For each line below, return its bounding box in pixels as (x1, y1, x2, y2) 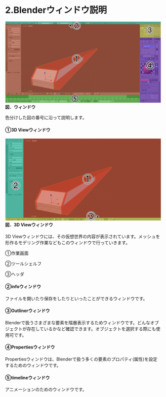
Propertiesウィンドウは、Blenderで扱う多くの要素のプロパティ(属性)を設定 (5, 356, 158, 362)
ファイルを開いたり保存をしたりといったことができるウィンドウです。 (5, 295, 148, 302)
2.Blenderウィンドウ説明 (5, 4, 107, 16)
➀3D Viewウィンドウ (5, 127, 51, 132)
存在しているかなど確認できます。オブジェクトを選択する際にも (26, 326, 157, 332)
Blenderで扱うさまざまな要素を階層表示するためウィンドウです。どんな (5, 319, 151, 325)
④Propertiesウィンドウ (5, 344, 55, 350)
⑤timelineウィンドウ (5, 374, 50, 381)
